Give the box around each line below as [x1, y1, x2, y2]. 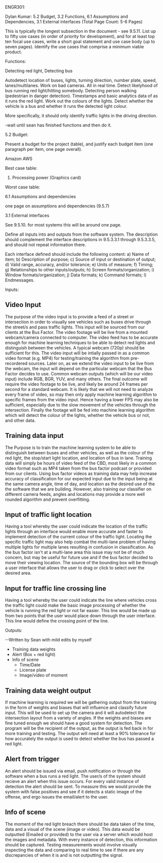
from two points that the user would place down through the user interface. [5, 613, 156, 619]
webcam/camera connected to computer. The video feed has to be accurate [5, 334, 158, 340]
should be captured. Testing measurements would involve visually [5, 842, 137, 847]
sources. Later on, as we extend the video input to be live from [28, 360, 154, 366]
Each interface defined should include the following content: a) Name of [5, 251, 149, 257]
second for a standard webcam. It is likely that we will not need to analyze [5, 386, 153, 392]
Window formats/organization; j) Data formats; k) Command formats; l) [5, 272, 147, 278]
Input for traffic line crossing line [5, 584, 107, 593]
